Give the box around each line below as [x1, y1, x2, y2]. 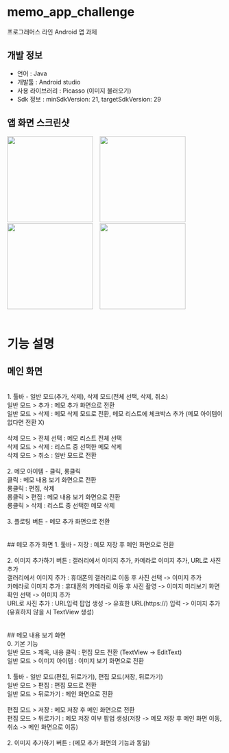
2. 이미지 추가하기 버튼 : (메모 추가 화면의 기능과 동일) [7, 739, 150, 747]
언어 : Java [16, 69, 47, 78]
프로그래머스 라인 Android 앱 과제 [7, 27, 97, 36]
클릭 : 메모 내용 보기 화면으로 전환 [7, 475, 97, 484]
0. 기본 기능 [7, 639, 38, 647]
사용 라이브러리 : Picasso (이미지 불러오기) [16, 86, 132, 95]
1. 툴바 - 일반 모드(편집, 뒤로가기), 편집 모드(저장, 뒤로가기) [7, 672, 163, 680]
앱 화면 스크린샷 [7, 117, 70, 129]
